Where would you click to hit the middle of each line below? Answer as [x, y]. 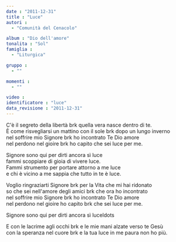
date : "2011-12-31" [31, 11]
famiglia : [19, 50]
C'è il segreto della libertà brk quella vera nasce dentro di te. [79, 125]
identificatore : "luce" [36, 103]
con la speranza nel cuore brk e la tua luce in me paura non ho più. [87, 233]
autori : [17, 22]
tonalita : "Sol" [27, 44]
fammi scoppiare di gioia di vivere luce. [53, 161]
